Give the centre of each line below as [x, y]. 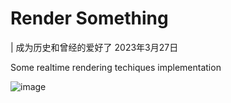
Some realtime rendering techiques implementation [116, 67]
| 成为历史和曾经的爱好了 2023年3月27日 [94, 47]
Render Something [89, 18]
